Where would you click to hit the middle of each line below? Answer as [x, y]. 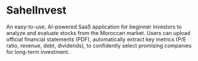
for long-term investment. [38, 52]
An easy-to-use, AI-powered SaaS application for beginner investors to [94, 27]
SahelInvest [37, 10]
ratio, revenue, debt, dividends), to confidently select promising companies [99, 46]
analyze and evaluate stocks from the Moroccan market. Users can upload [98, 33]
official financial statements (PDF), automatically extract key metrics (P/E [96, 39]
